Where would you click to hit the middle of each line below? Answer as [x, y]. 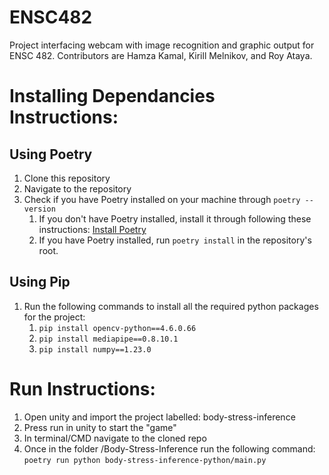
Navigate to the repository [77, 188]
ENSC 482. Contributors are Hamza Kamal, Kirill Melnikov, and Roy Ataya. [161, 55]
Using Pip [40, 282]
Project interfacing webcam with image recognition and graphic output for [162, 45]
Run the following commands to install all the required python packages [171, 306]
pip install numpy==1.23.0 [95, 349]
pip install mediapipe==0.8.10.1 [108, 339]
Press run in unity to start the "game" [100, 427]
